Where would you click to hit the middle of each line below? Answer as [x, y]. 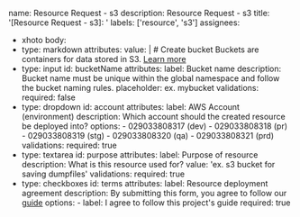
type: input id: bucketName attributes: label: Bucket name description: [151, 68]
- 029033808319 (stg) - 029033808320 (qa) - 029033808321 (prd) [148, 136]
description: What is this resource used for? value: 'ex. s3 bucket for [148, 164]
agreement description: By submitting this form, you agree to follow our [154, 193]
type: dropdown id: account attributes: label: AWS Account [131, 107]
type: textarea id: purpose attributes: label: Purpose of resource [140, 155]
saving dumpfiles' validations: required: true [103, 174]
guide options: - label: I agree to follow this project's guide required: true [156, 203]
